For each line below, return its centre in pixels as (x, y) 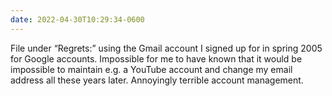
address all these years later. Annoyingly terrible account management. (157, 80)
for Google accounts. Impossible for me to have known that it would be (156, 58)
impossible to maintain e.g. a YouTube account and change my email (151, 69)
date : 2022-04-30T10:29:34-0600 (77, 19)
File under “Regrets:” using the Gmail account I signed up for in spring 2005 (166, 48)
